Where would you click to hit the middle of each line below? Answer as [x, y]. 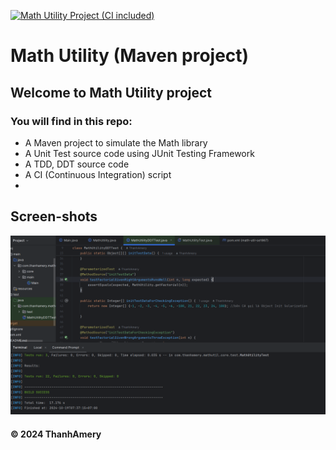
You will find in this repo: [71, 121]
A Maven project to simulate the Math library [116, 142]
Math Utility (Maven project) [130, 56]
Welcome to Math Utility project [111, 92]
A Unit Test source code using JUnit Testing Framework [139, 153]
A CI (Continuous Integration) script [98, 174]
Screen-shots [54, 216]
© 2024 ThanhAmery [56, 434]
